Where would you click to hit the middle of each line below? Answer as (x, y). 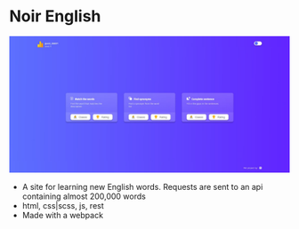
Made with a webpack (63, 216)
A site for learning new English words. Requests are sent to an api (142, 187)
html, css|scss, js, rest (63, 206)
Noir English (55, 16)
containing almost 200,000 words (84, 196)
